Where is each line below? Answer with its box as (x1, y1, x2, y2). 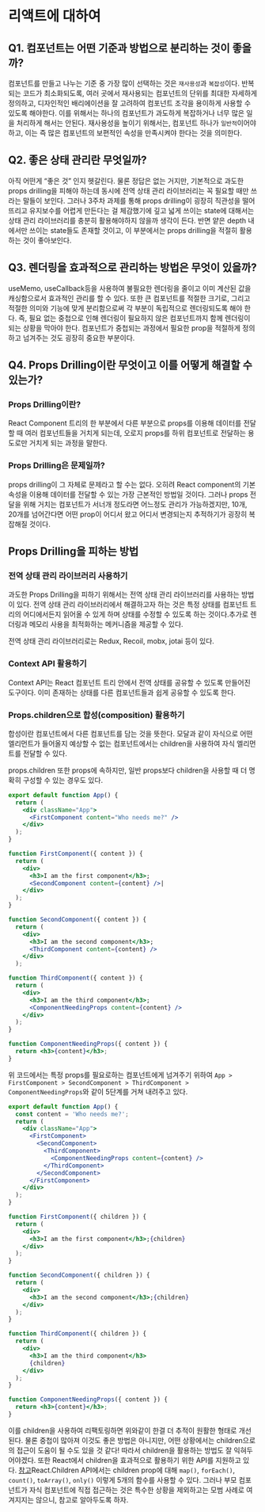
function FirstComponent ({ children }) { (8, 1213, 147, 1221)
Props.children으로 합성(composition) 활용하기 (8, 709, 185, 720)
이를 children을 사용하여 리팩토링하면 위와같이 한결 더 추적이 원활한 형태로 (8, 1426, 237, 1435)
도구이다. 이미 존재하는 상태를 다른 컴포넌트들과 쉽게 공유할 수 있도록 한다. (8, 687, 236, 697)
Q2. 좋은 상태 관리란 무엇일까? (8, 154, 148, 167)
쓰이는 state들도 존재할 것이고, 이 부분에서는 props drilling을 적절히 (28, 225, 238, 235)
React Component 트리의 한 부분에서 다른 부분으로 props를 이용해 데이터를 (8, 418, 242, 428)
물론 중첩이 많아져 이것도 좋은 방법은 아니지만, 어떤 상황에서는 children (25, 1435, 244, 1445)
